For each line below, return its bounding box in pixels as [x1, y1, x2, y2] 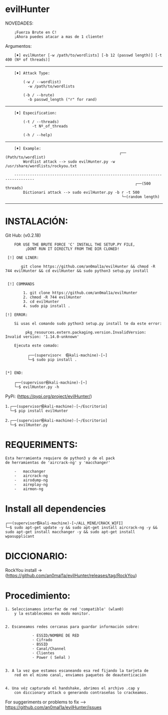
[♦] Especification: [14, 110, 57, 115]
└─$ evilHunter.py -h [14, 384, 59, 390]
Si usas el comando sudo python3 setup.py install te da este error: [14, 321, 162, 326]
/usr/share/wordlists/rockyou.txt [5, 163, 77, 169]
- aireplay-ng [14, 482, 48, 487]
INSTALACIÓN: [5, 216, 68, 227]
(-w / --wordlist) [23, 79, 61, 84]
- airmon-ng [14, 486, 43, 492]
